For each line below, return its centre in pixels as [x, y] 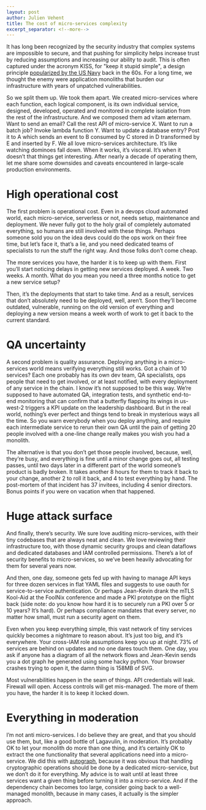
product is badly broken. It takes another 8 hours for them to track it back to [102, 472]
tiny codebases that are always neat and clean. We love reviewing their [96, 540]
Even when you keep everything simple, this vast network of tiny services [99, 629]
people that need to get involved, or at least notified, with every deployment [102, 382]
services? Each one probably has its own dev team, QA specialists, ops [96, 375]
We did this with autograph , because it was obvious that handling [110, 761]
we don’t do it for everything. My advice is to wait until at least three [92, 774]
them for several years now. [41, 566]
